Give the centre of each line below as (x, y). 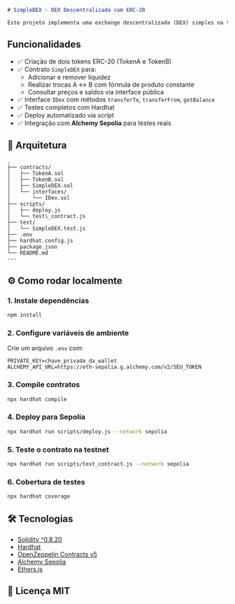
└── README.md (28, 253)
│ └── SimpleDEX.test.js (47, 229)
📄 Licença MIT (39, 591)
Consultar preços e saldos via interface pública (96, 92)
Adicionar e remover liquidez (69, 77)
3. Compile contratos (44, 384)
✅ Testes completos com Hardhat (66, 107)
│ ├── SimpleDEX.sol (40, 186)
